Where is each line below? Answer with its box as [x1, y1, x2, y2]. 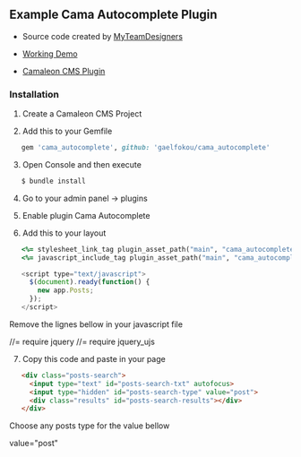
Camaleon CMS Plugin [21, 65, 106, 76]
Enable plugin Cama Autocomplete [21, 210, 150, 220]
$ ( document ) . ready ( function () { [29, 278, 150, 287]
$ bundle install [21, 177, 87, 185]
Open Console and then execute [21, 159, 142, 169]
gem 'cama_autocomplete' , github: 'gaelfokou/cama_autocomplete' [21, 143, 271, 152]
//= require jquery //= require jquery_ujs [9, 336, 155, 347]
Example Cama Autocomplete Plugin [9, 7, 218, 22]
